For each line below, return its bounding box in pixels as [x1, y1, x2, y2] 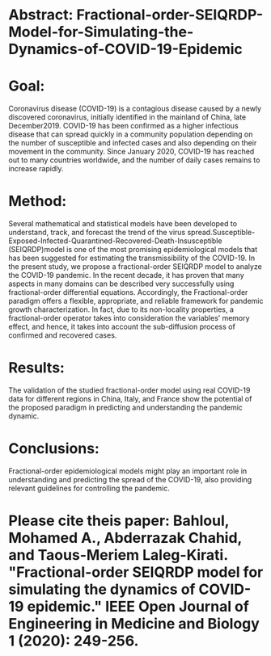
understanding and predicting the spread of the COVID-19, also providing [8, 474, 252, 484]
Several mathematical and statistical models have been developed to [8, 219, 237, 229]
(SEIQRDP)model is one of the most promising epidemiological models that [8, 245, 258, 254]
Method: [8, 192, 67, 211]
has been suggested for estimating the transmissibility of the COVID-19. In [8, 253, 256, 263]
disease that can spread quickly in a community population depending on [8, 129, 253, 139]
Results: [8, 359, 65, 377]
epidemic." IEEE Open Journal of [27, 598, 249, 616]
